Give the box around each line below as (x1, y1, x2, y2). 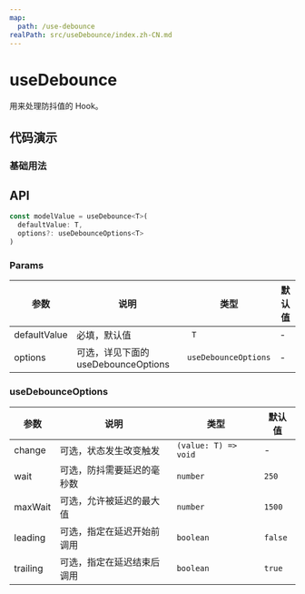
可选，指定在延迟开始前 (59, 525, 161, 538)
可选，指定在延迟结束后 (59, 556, 161, 569)
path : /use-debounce (17, 22, 95, 31)
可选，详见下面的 (76, 347, 150, 359)
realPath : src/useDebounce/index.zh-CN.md (9, 30, 172, 39)
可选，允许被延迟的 (59, 494, 143, 507)
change (14, 443, 47, 456)
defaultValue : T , (17, 220, 84, 230)
